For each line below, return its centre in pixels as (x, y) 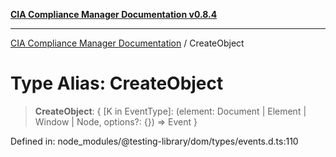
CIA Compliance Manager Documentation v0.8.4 (114, 14)
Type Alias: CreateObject (117, 83)
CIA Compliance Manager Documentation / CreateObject (127, 43)
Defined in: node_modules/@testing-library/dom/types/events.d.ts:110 (154, 141)
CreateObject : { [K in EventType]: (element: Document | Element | (170, 111)
